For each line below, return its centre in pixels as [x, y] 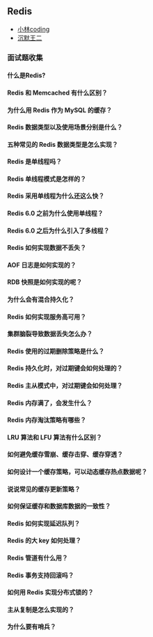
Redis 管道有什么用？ [38, 558]
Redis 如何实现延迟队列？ [44, 523]
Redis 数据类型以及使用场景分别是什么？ [65, 127]
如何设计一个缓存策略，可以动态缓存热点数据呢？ [77, 471]
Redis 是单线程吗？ [35, 162]
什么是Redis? [26, 75]
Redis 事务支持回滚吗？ [41, 575]
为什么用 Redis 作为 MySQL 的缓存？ [60, 110]
